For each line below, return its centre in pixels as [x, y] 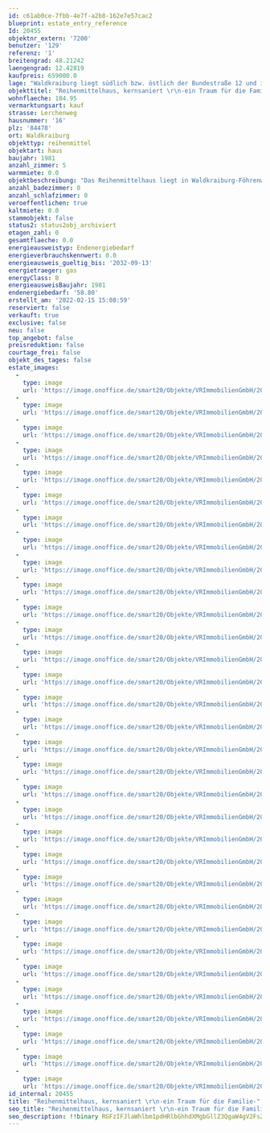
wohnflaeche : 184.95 [43, 98]
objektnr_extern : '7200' [50, 38]
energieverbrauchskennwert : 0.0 [62, 255]
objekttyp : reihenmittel [50, 143]
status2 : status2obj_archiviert [62, 225]
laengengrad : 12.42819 [46, 68]
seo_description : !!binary [53, 1116]
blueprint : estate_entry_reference [68, 23]
